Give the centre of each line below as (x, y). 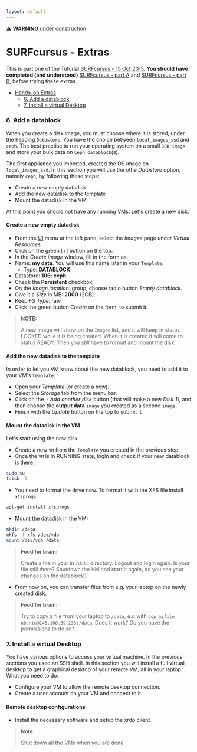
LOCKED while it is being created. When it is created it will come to (102, 336)
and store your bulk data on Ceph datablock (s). (63, 152)
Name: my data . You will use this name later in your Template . (89, 263)
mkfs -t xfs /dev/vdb (33, 535)
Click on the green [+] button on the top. (64, 251)
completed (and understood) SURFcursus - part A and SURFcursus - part (96, 75)
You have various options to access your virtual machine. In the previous (94, 657)
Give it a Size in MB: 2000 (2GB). (55, 295)
